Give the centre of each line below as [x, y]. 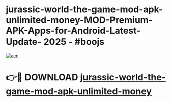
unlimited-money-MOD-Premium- [79, 20]
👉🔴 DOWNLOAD [42, 77]
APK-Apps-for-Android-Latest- [73, 31]
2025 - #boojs [74, 42]
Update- [24, 42]
